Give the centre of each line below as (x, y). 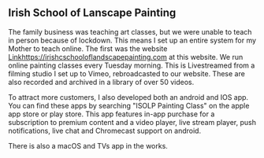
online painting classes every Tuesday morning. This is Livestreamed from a (132, 65)
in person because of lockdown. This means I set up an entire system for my (132, 40)
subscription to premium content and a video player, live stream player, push (132, 122)
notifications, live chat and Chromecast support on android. (105, 130)
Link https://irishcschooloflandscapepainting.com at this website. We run (126, 57)
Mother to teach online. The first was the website (88, 48)
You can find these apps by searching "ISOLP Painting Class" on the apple (129, 105)
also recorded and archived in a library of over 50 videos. (101, 82)
